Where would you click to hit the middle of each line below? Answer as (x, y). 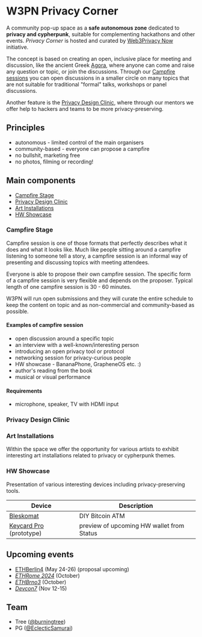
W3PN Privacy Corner (62, 11)
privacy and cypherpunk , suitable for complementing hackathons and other (101, 34)
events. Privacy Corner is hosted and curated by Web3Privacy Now (90, 40)
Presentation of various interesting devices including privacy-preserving (96, 484)
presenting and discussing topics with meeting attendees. (78, 262)
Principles (26, 128)
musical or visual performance (53, 377)
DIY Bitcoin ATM (102, 516)
